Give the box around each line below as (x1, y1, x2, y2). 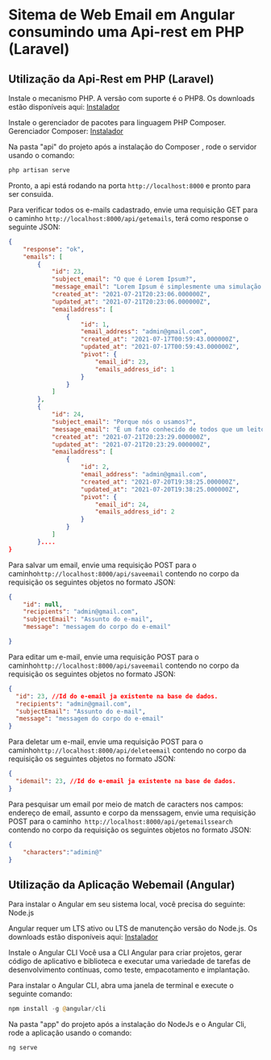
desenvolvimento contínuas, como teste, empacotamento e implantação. (8, 965, 250, 974)
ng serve (8, 1044, 38, 1052)
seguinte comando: (8, 989, 73, 999)
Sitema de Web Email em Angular (8, 6, 236, 24)
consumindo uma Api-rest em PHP (8, 23, 244, 41)
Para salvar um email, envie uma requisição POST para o (8, 559, 198, 570)
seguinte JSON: (8, 222, 60, 232)
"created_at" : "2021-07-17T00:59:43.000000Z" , (80, 335, 240, 344)
